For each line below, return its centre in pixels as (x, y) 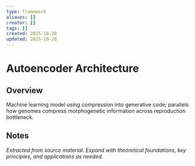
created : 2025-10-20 (32, 34)
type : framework (26, 12)
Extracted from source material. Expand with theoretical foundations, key (96, 150)
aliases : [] (21, 17)
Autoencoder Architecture (73, 68)
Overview (25, 90)
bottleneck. (20, 117)
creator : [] (21, 23)
